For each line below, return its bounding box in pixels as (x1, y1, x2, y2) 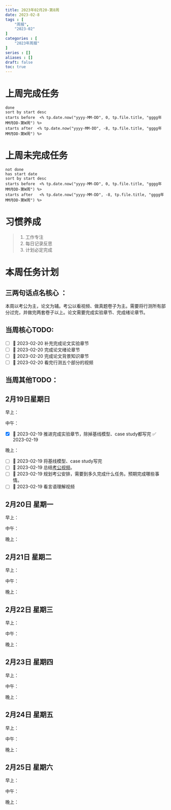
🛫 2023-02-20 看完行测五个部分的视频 (12, 359, 94, 365)
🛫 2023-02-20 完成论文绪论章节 (12, 347, 80, 353)
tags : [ (5, 17, 24, 22)
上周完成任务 (5, 88, 60, 100)
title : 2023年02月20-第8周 (5, 7, 60, 13)
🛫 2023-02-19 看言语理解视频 (12, 483, 75, 490)
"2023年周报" (14, 41, 40, 46)
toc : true (5, 64, 26, 69)
